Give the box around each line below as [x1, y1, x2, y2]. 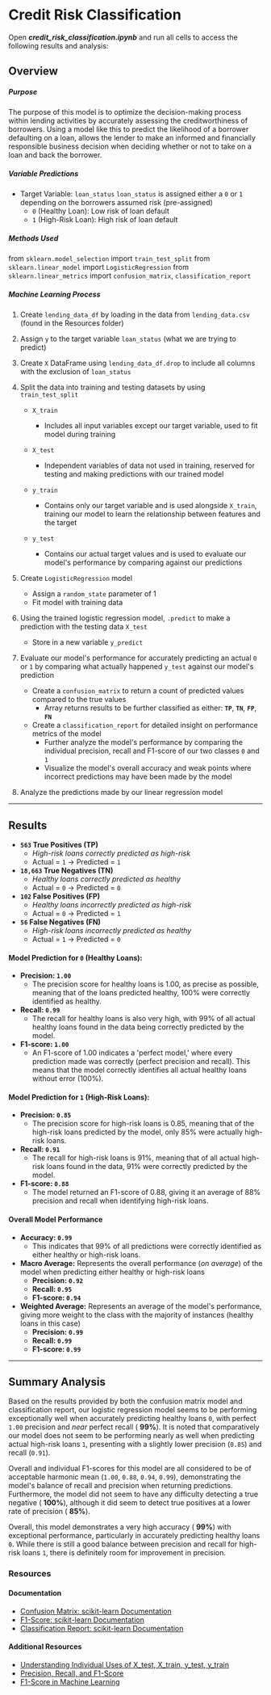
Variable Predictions [8, 168, 79, 179]
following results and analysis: [8, 40, 109, 50]
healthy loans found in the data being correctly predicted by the [31, 1022, 244, 1032]
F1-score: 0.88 [19, 1179, 69, 1188]
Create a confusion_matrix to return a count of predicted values [31, 686, 244, 696]
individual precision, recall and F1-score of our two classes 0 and [44, 746, 260, 756]
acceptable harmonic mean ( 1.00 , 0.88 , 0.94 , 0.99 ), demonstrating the [8, 1472, 241, 1482]
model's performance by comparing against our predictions [44, 557, 243, 567]
